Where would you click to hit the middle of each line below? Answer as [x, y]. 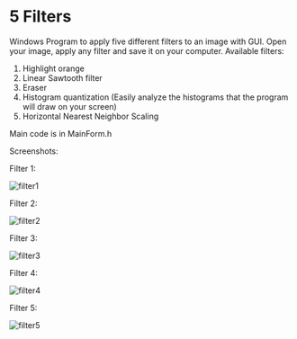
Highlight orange [54, 68]
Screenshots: [34, 151]
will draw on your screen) [69, 106]
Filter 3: [23, 238]
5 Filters [40, 17]
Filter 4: [24, 272]
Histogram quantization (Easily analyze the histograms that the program [155, 97]
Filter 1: [22, 168]
